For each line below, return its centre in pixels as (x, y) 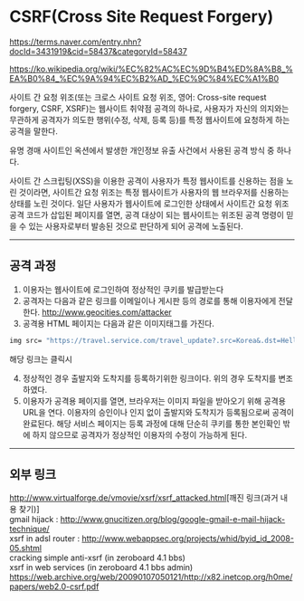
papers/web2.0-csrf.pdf (54, 587)
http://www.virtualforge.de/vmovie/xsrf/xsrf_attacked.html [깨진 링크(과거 (144, 498)
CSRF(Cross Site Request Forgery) (142, 17)
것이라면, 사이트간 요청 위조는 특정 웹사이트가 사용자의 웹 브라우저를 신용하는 (154, 192)
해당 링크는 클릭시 (41, 358)
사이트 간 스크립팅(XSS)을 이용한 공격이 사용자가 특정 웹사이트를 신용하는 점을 (147, 181)
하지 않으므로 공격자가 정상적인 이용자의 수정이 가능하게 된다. (139, 434)
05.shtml (26, 549)
